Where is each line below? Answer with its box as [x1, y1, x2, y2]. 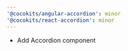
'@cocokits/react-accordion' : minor [6, 17, 115, 24]
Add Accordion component [16, 36, 96, 44]
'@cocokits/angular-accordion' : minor [6, 10, 121, 17]
